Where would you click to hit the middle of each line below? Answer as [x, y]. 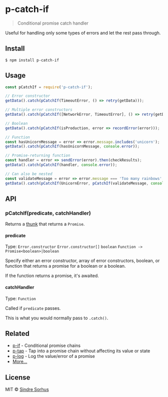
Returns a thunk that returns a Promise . [45, 224]
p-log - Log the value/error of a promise [53, 356]
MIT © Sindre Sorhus [27, 389]
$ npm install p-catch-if [32, 60]
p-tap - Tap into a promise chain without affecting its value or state [81, 351]
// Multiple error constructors [39, 110]
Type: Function [21, 298]
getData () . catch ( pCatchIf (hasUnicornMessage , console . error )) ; [72, 146]
